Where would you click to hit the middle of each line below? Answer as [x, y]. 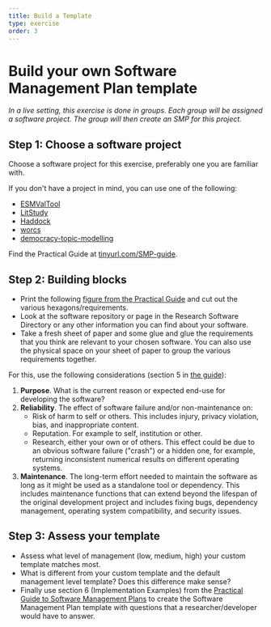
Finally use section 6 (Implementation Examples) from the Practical [131, 590]
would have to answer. [57, 616]
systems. [47, 468]
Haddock [35, 221]
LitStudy [34, 213]
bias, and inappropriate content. [85, 425]
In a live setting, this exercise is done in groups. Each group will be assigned [135, 111]
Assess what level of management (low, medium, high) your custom [133, 556]
